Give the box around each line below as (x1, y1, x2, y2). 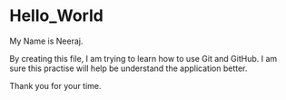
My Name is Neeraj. (9, 35, 84, 46)
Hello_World (9, 5, 104, 26)
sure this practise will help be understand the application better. (9, 63, 248, 74)
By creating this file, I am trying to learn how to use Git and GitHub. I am (9, 53, 278, 64)
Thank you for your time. (9, 80, 102, 91)
